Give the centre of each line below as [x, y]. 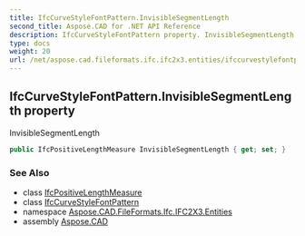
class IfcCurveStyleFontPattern [81, 202]
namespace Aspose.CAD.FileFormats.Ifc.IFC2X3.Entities [128, 211]
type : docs [30, 43]
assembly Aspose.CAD [65, 221]
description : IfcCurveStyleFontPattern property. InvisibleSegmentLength [152, 34]
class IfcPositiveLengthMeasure [82, 192]
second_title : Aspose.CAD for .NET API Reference [105, 26]
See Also [30, 172]
